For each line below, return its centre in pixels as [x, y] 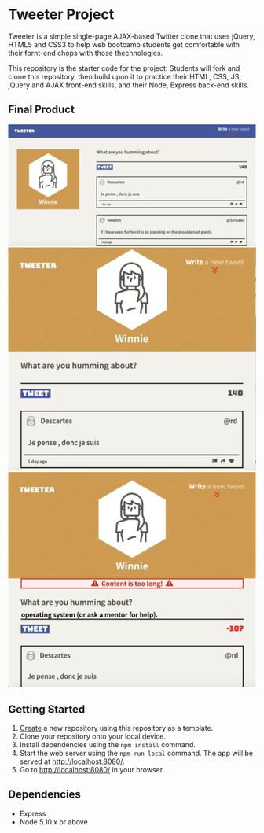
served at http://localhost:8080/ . [72, 761]
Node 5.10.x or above [53, 822]
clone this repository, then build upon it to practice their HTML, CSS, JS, [125, 76]
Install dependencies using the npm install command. [108, 744]
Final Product [41, 110]
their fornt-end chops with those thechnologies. [86, 53]
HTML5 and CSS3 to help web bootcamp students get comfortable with [124, 44]
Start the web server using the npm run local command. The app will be [136, 753]
